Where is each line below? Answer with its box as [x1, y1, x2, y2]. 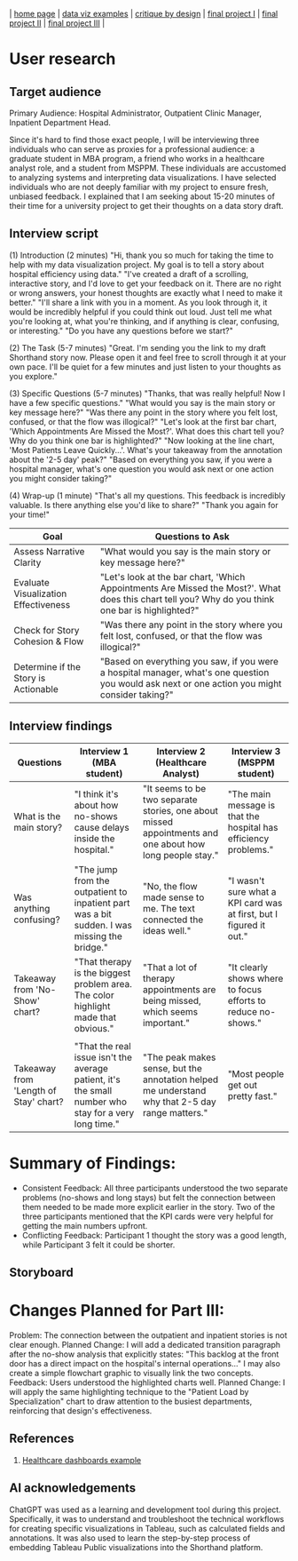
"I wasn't [227, 874, 265, 887]
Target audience [9, 84, 102, 100]
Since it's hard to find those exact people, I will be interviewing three [9, 134, 260, 145]
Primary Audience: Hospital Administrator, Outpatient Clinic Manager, [9, 108, 262, 118]
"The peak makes [143, 1051, 216, 1063]
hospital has [227, 821, 278, 833]
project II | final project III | [9, 18, 106, 28]
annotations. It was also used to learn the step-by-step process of [9, 1533, 251, 1543]
